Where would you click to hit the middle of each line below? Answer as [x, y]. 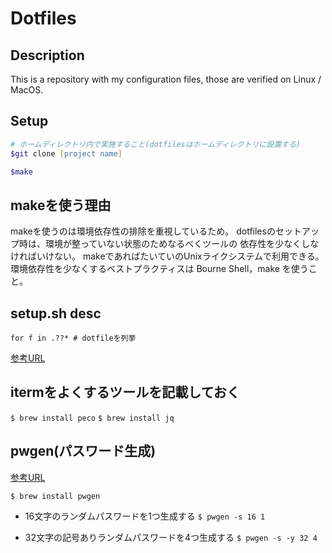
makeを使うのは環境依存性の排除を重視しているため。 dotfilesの [143, 231]
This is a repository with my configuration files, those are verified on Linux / [166, 79]
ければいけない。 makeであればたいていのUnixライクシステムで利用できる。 [167, 256]
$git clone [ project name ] [66, 153]
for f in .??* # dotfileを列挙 [73, 338]
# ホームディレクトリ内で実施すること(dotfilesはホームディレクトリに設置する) [156, 144]
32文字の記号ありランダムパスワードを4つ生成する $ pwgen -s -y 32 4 [171, 537]
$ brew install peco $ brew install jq [92, 418]
